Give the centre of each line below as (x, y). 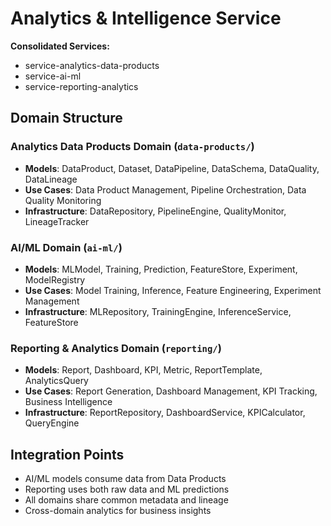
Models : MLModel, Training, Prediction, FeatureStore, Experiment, (161, 269)
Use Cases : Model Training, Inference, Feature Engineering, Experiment (173, 290)
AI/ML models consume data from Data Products (125, 479)
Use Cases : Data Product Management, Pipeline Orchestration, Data (165, 189)
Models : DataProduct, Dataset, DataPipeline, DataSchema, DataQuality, (172, 168)
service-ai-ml (53, 76)
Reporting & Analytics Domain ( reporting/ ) (116, 348)
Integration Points (67, 454)
